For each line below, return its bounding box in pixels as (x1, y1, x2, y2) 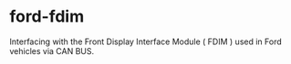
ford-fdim (9, 6, 85, 27)
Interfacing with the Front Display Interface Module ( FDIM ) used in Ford (9, 36, 283, 47)
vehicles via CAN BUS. (9, 45, 95, 56)
